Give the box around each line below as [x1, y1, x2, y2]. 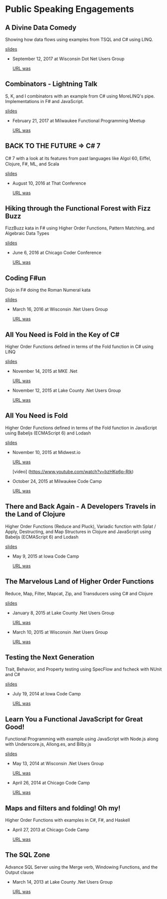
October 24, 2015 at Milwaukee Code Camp [12, 478, 102, 484]
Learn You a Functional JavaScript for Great [5, 715, 143, 723]
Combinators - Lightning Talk [5, 80, 98, 88]
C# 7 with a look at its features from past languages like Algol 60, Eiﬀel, [5, 155, 152, 161]
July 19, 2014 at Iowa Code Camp [12, 691, 81, 697]
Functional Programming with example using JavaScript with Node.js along [5, 736, 159, 742]
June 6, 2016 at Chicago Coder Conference [12, 250, 102, 256]
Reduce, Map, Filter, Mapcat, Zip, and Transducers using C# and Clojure [5, 590, 153, 596]
